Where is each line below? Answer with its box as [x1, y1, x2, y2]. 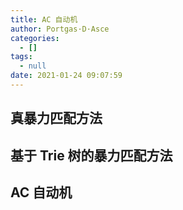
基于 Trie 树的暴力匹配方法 [10, 147, 173, 164]
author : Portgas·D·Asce [10, 24, 110, 34]
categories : [10, 33, 60, 43]
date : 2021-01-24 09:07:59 [10, 71, 123, 81]
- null [19, 61, 47, 71]
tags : [10, 52, 33, 62]
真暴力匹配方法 [10, 110, 103, 127]
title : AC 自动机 [10, 14, 78, 25]
